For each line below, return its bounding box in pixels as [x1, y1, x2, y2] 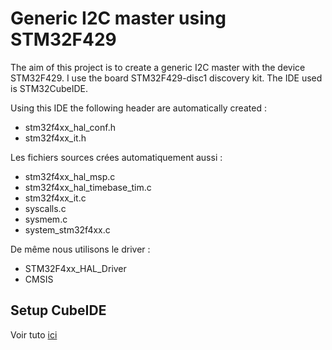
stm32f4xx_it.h [24, 132, 87, 144]
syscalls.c [24, 202, 67, 214]
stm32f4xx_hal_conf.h [24, 121, 116, 133]
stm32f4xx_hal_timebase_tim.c [24, 181, 152, 193]
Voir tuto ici [10, 328, 58, 341]
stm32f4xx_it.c [24, 192, 87, 204]
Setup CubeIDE [10, 302, 107, 319]
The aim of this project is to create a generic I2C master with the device [10, 61, 306, 73]
